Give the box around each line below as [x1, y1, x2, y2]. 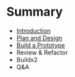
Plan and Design [16, 33, 63, 42]
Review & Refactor [16, 48, 68, 57]
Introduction [16, 27, 51, 35]
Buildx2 [16, 55, 38, 63]
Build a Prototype [16, 41, 65, 49]
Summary [6, 4, 63, 20]
